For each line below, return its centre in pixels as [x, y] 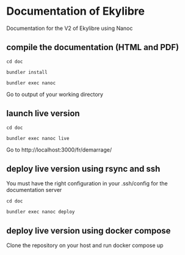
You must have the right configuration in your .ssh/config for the [87, 183]
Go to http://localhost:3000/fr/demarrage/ [59, 150]
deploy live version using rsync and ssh [83, 168]
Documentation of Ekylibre [76, 11]
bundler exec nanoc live [38, 138]
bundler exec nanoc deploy [41, 212]
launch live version [43, 113]
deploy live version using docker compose [89, 231]
